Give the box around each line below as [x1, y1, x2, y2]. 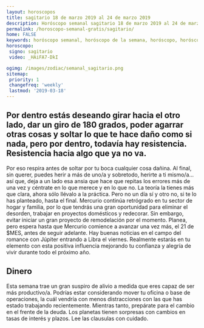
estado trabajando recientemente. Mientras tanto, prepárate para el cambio [6, 302, 195, 309]
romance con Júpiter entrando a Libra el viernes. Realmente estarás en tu [6, 236, 191, 243]
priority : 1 [8, 77, 39, 83]
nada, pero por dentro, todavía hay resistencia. [6, 139, 187, 149]
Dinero [6, 266, 32, 277]
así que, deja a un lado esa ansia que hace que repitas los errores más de [6, 177, 191, 184]
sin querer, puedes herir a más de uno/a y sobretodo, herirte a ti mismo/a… [6, 171, 194, 178]
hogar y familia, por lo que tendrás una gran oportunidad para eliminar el [6, 203, 188, 211]
